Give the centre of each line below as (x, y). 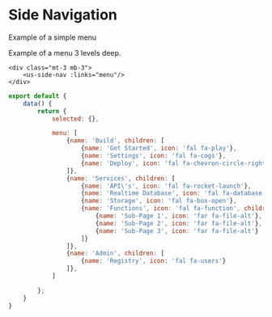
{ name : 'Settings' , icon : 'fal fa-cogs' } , (153, 156)
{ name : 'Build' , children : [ (115, 141)
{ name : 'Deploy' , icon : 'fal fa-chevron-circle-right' (175, 163)
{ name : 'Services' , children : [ (121, 178)
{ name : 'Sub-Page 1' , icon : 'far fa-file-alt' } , (179, 216)
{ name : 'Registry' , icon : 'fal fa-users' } (153, 261)
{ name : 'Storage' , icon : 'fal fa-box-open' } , (159, 201)
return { (52, 111)
